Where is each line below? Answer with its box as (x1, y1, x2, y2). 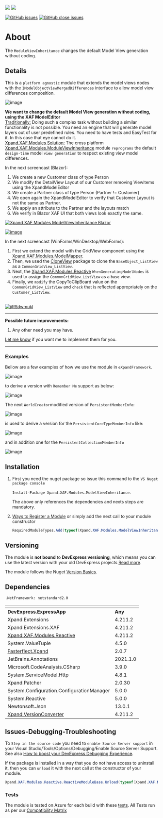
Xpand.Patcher (7, 680, 42, 686)
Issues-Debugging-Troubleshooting (5, 727, 116, 735)
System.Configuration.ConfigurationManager (7, 687, 110, 694)
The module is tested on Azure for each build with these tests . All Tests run (5, 802, 155, 808)
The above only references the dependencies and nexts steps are (12, 499, 144, 504)
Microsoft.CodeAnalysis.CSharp (7, 664, 81, 670)
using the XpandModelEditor (12, 184, 69, 190)
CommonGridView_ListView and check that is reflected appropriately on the (12, 284, 157, 290)
